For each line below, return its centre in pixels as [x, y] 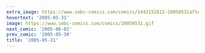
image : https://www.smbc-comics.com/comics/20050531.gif [80, 23]
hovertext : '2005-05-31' [38, 18]
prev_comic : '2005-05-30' [39, 35]
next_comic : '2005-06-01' [39, 29]
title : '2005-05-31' [33, 40]
